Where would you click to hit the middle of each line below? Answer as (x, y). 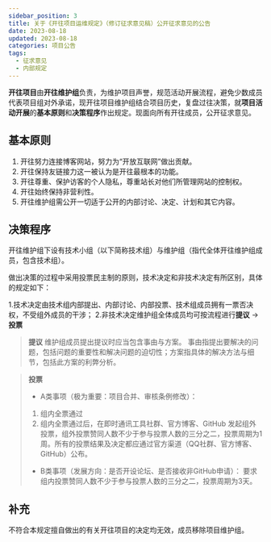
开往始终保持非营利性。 (59, 191)
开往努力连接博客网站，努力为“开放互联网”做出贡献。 (108, 161)
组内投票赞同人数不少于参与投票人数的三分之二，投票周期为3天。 (148, 482)
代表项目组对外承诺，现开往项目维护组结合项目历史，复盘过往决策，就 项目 (132, 102)
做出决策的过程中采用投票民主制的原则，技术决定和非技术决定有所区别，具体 (135, 277)
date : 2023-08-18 (38, 31)
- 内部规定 (31, 69)
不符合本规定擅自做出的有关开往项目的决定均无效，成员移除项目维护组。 (128, 530)
